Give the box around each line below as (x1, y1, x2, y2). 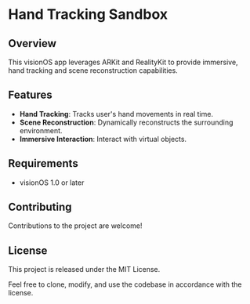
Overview (8, 37, 57, 50)
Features (8, 89, 53, 102)
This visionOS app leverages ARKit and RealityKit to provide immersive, (8, 57, 238, 67)
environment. (19, 125, 63, 135)
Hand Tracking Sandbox (8, 5, 168, 24)
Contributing (8, 201, 72, 214)
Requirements (8, 157, 78, 170)
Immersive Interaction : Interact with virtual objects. (19, 134, 187, 143)
